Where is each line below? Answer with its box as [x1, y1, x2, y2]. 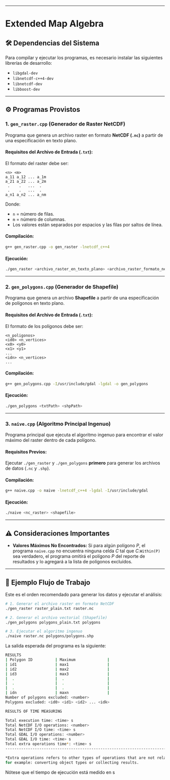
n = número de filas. [12, 211, 55, 217]
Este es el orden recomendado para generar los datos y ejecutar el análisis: [5, 591, 163, 597]
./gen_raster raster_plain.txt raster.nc [5, 606, 94, 611]
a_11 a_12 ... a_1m [5, 174, 47, 180]
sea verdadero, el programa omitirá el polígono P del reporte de [12, 553, 145, 559]
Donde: [5, 201, 21, 207]
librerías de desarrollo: [5, 60, 52, 66]
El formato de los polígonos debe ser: [5, 323, 83, 329]
